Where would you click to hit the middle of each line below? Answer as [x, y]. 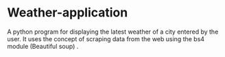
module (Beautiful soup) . [43, 46]
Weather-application [68, 13]
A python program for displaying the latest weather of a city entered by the [113, 32]
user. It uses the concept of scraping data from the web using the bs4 [106, 38]
